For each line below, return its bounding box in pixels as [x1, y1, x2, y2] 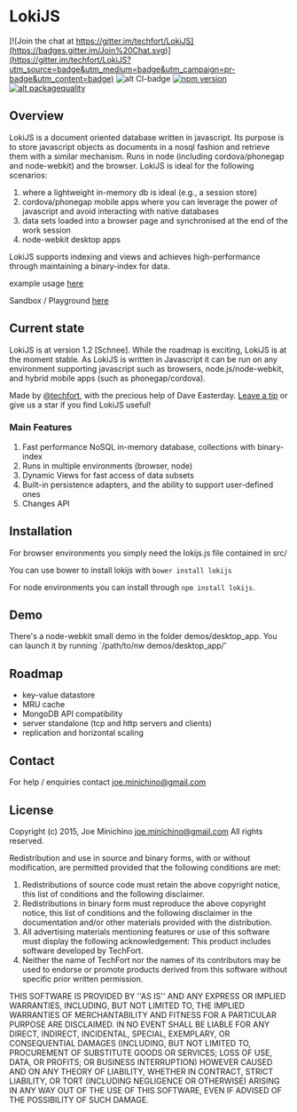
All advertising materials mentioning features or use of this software [21, 926, 270, 937]
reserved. [9, 835, 44, 846]
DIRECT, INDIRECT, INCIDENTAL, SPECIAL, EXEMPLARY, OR [9, 1028, 231, 1039]
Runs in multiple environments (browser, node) [21, 460, 193, 471]
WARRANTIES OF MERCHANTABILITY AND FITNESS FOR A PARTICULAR [9, 1009, 277, 1020]
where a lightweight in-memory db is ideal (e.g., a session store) [21, 186, 258, 197]
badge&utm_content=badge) [9, 73, 114, 83]
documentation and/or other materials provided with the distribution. [21, 917, 272, 927]
